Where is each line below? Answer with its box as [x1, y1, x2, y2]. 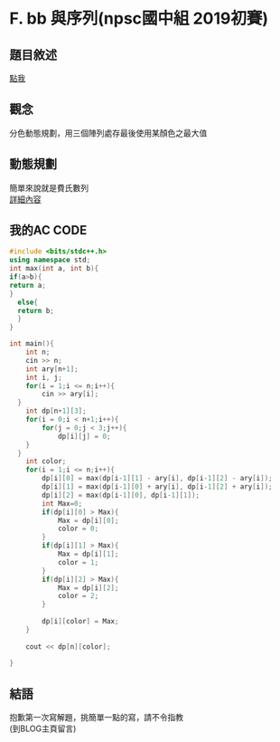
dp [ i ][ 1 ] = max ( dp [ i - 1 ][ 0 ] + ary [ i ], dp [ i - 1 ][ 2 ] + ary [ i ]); [42, 482, 273, 491]
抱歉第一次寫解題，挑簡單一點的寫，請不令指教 [9, 712, 183, 723]
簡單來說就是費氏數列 [9, 182, 89, 193]
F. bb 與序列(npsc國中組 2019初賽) [9, 8, 269, 29]
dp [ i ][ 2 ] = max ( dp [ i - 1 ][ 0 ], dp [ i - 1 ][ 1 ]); [42, 490, 201, 499]
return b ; [17, 306, 54, 315]
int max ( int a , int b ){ [9, 264, 99, 273]
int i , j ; [25, 373, 63, 382]
